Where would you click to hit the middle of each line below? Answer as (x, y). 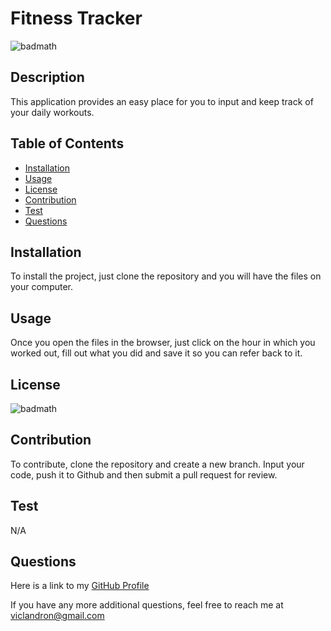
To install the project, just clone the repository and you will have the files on (166, 276)
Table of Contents (67, 143)
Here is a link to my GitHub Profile (80, 586)
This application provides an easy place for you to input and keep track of (162, 101)
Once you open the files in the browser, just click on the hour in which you (163, 343)
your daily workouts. (52, 112)
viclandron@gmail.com (57, 616)
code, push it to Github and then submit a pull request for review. (144, 474)
